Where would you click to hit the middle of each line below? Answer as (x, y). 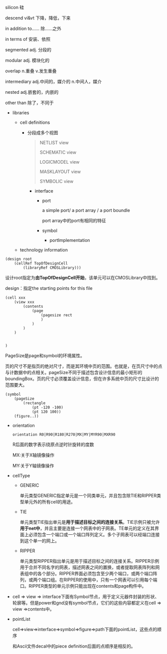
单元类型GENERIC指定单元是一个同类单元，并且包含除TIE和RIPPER (88, 496)
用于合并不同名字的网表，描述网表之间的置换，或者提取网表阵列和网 (90, 567)
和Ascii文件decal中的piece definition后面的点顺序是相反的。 (74, 646)
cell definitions (35, 122)
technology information (44, 250)
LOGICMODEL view (60, 162)
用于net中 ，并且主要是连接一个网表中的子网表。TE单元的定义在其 (87, 528)
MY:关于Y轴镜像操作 (33, 466)
